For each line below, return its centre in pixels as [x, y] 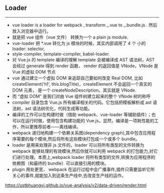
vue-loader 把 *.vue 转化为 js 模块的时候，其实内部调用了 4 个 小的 [79, 43]
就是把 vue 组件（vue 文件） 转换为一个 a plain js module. [70, 37]
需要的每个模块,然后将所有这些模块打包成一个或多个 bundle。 [78, 139]
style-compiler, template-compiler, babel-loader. [61, 54]
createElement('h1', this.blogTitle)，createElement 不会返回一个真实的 [82, 84]
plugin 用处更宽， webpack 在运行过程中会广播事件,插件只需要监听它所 [83, 169]
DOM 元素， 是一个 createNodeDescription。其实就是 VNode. [74, 90]
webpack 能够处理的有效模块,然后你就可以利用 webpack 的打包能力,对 [83, 151]
